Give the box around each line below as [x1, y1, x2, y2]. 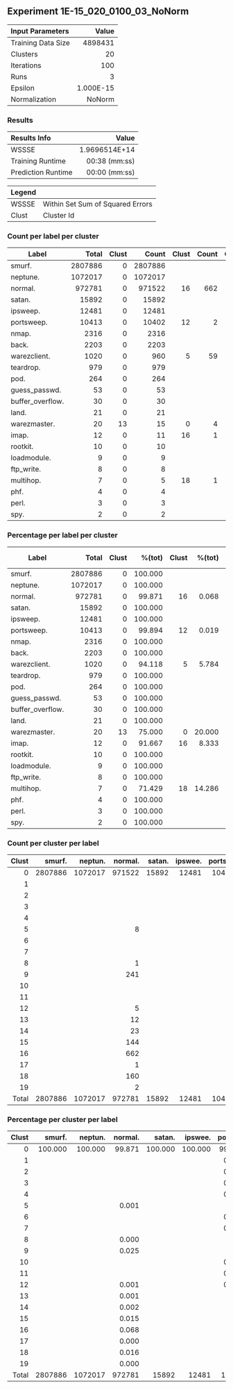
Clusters [10, 49, 38, 58]
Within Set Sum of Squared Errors [42, 200, 153, 209]
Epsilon [10, 83, 35, 92]
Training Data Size [10, 38, 71, 47]
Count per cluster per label [7, 838, 99, 847]
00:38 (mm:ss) [86, 156, 135, 166]
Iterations [10, 60, 42, 70]
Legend [10, 188, 37, 197]
